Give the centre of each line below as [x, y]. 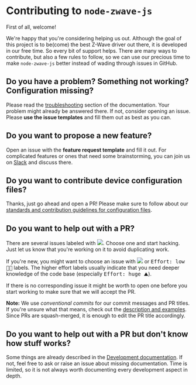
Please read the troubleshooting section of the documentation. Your [88, 105]
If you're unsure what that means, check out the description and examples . [97, 310]
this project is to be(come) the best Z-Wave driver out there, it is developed [97, 44]
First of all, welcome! [31, 27]
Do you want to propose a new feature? [79, 136]
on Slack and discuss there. [39, 162]
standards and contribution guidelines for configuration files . [79, 210]
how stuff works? [39, 343]
